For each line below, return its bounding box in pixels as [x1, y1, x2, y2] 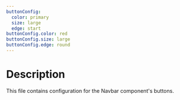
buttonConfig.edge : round [6, 42, 70, 48]
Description [6, 68, 65, 81]
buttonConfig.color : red [6, 31, 68, 37]
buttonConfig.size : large [6, 36, 70, 42]
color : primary [11, 14, 49, 20]
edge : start [11, 25, 42, 32]
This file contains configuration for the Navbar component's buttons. [6, 87, 174, 94]
